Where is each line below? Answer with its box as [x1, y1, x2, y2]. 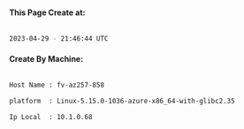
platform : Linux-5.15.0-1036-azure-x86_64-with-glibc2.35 [9, 97, 236, 106]
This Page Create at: [9, 7, 86, 18]
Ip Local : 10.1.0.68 [9, 113, 93, 122]
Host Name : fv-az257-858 [9, 80, 104, 90]
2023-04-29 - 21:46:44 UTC [9, 34, 109, 43]
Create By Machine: [9, 53, 84, 64]
